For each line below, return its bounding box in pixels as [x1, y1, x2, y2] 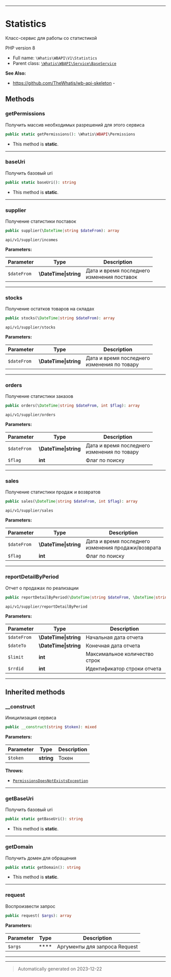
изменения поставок [85, 273, 137, 280]
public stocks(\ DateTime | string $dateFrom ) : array [5, 316, 115, 321]
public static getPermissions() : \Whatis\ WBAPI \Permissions [5, 131, 136, 137]
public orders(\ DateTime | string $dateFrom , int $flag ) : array [5, 403, 140, 409]
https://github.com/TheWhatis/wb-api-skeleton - [12, 80, 116, 86]
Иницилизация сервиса [5, 714, 57, 721]
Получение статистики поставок [5, 218, 76, 224]
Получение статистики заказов [5, 393, 74, 399]
